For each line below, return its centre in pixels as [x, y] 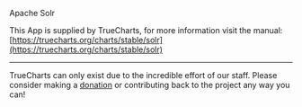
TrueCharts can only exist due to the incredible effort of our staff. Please [143, 75]
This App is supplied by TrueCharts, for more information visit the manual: [146, 30]
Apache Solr [32, 13]
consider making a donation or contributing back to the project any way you [150, 85]
